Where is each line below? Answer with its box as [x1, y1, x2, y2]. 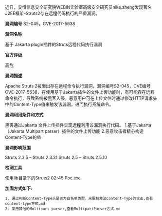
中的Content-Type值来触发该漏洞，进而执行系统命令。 [5, 102, 114, 107]
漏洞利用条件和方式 [5, 112, 44, 117]
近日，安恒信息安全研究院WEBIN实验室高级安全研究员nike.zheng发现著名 [5, 4, 152, 10]
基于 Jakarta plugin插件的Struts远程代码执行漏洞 [5, 42, 102, 47]
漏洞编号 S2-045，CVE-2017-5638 [5, 21, 75, 26]
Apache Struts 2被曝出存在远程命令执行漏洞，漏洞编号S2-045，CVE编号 [5, 83, 151, 89]
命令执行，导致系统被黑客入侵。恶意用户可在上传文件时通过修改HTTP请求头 [5, 95, 157, 101]
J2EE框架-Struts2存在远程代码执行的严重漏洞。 [5, 10, 100, 16]
